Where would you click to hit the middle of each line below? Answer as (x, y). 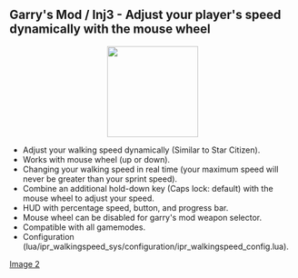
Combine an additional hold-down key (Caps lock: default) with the (148, 188)
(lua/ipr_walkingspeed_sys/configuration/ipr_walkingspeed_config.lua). (155, 246)
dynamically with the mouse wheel (110, 30)
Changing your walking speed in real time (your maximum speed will (150, 169)
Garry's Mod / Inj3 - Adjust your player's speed (145, 15)
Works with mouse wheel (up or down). (96, 159)
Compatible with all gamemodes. (84, 227)
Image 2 (25, 263)
